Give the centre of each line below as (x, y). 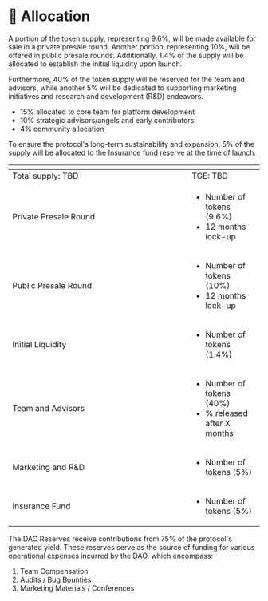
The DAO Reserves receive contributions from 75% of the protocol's (120, 539)
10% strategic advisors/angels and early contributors (107, 120)
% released (227, 413)
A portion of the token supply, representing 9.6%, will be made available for (132, 38)
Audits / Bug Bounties (55, 579)
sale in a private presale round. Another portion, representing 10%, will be (129, 46)
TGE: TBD (210, 176)
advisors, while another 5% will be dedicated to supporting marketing (122, 88)
